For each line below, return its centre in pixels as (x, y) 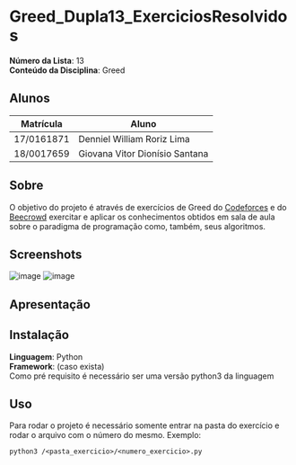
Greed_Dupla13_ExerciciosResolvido (148, 17)
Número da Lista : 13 (47, 60)
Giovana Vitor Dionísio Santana (144, 153)
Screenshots (46, 254)
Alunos (30, 98)
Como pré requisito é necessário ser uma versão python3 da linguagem (142, 376)
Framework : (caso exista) (57, 366)
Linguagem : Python (46, 356)
